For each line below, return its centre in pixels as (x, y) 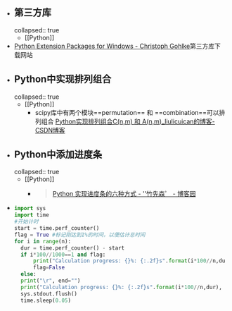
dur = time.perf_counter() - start (73, 248)
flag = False (49, 268)
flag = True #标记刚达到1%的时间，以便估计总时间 (79, 235)
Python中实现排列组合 (63, 79)
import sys (30, 209)
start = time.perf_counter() (57, 228)
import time (31, 215)
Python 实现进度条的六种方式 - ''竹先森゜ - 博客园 (124, 194)
